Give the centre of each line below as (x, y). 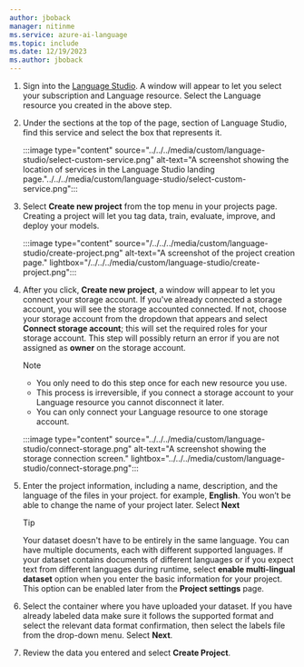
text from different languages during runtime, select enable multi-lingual (159, 569)
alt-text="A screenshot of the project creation (210, 253)
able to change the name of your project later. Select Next (131, 505)
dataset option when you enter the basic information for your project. (152, 579)
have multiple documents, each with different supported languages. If (152, 550)
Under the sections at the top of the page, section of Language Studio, (155, 123)
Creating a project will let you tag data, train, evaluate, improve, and (149, 216)
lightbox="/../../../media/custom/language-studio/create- (155, 263)
